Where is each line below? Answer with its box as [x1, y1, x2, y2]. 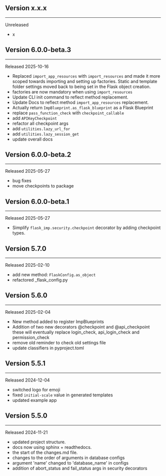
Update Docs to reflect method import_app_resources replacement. [12, 99, 149, 105]
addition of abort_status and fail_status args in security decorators [12, 465, 147, 471]
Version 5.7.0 [5, 244, 47, 253]
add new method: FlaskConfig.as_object [12, 272, 96, 278]
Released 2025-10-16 [5, 63, 49, 69]
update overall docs [12, 136, 53, 142]
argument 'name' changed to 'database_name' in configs [12, 460, 129, 466]
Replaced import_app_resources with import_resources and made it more [12, 73, 161, 79]
